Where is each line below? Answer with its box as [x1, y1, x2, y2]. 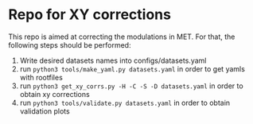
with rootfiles [19, 72, 64, 82]
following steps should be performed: [8, 40, 131, 49]
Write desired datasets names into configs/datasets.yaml [19, 56, 207, 65]
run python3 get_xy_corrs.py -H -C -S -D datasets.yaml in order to [19, 81, 244, 91]
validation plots [19, 106, 70, 116]
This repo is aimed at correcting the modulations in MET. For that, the [8, 32, 235, 41]
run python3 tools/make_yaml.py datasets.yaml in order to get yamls [19, 64, 245, 73]
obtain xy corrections [19, 89, 90, 99]
